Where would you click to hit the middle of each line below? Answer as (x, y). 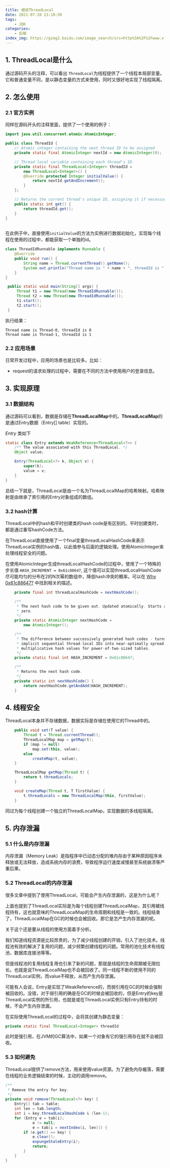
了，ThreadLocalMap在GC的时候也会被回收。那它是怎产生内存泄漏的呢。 (82, 918)
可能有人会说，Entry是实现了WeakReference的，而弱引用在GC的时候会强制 (84, 987)
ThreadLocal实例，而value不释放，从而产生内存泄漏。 (62, 976)
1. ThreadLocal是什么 (39, 60)
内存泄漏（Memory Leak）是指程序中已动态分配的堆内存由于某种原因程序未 (84, 856)
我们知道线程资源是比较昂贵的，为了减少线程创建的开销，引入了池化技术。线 (85, 940)
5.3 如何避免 (20, 1057)
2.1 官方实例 (20, 113)
